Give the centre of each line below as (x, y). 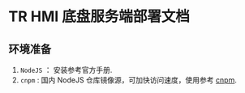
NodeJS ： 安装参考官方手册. (66, 70)
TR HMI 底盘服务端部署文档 (99, 17)
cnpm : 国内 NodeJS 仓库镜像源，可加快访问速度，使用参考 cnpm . (128, 80)
